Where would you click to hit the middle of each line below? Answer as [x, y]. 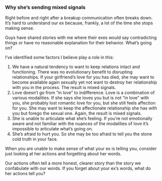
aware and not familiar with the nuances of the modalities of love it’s [80, 124]
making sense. [20, 28]
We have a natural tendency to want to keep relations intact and [76, 67]
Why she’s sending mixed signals [45, 7]
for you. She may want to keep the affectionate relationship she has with [84, 108]
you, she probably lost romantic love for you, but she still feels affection [84, 103]
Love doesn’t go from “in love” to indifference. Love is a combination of [83, 93]
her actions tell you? [25, 174]
